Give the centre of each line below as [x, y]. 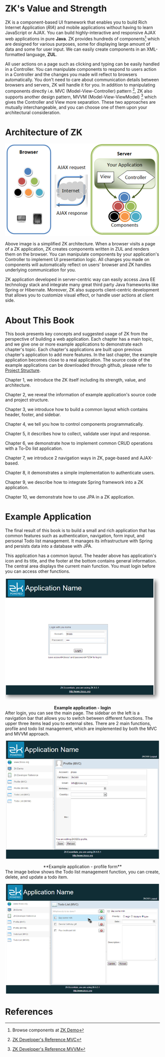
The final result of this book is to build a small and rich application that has [80, 530]
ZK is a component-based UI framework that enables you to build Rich [76, 22]
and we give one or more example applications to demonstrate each [74, 344]
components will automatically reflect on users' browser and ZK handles [78, 265]
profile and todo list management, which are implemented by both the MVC [81, 729]
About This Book [40, 320]
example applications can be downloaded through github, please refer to [79, 365]
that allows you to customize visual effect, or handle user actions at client [79, 295]
